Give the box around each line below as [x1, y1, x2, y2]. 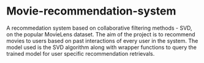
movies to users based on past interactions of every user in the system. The [6, 37, 198, 44]
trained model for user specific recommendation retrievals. [6, 50, 155, 57]
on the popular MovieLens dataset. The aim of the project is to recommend [6, 30, 195, 38]
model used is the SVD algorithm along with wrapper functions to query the [6, 44, 197, 51]
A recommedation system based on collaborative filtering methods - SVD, [6, 24, 192, 31]
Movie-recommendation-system [6, 4, 176, 18]
